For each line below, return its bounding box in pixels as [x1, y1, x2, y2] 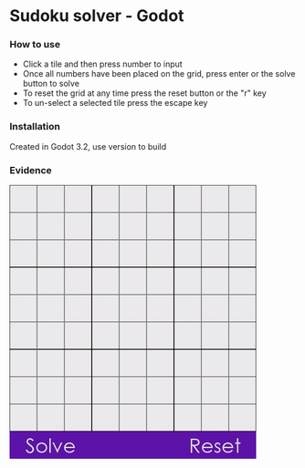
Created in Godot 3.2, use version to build [9, 140, 167, 151]
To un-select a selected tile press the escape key [22, 98, 208, 109]
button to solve [22, 78, 80, 89]
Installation [9, 120, 61, 133]
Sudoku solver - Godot [9, 5, 184, 26]
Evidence [9, 163, 52, 176]
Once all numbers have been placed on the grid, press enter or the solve [22, 68, 296, 79]
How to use [9, 38, 61, 51]
